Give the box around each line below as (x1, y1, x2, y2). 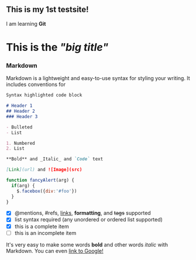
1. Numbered (6, 140, 35, 146)
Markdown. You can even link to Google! (6, 247, 104, 254)
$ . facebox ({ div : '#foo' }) (16, 188, 77, 194)
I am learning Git (6, 20, 46, 27)
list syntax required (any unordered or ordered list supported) (14, 216, 163, 223)
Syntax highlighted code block (6, 92, 82, 98)
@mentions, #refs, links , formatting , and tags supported (14, 210, 151, 217)
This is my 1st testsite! (6, 5, 89, 15)
